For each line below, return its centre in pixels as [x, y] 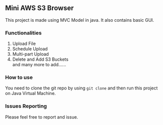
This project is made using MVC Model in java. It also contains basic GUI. [80, 20]
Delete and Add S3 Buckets [40, 59]
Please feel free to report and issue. [42, 117]
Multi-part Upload [30, 54]
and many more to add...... [39, 65]
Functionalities [24, 33]
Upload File [24, 43]
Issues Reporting [26, 106]
